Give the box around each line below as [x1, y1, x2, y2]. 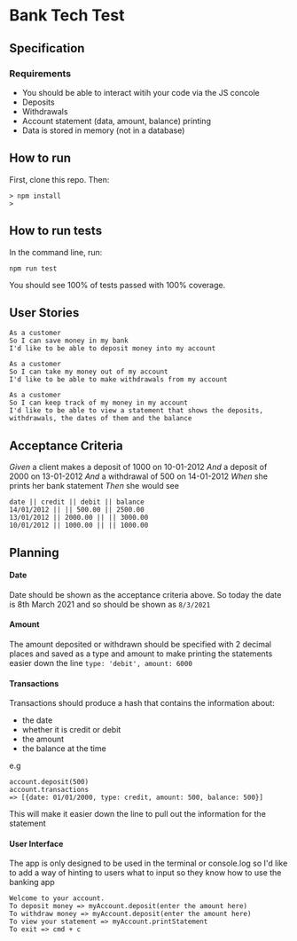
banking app [9, 877, 55, 888]
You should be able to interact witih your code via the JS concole [21, 87, 260, 98]
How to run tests [9, 223, 103, 239]
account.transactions [9, 786, 90, 795]
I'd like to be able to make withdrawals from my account [9, 375, 228, 384]
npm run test [9, 263, 58, 273]
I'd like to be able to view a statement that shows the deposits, [9, 406, 264, 415]
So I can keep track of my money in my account [9, 398, 189, 408]
